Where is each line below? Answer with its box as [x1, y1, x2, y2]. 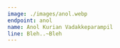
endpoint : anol [7, 17, 53, 24]
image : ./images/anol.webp [7, 10, 88, 18]
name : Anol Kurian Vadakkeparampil [7, 23, 114, 30]
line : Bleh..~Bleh [7, 30, 62, 37]
